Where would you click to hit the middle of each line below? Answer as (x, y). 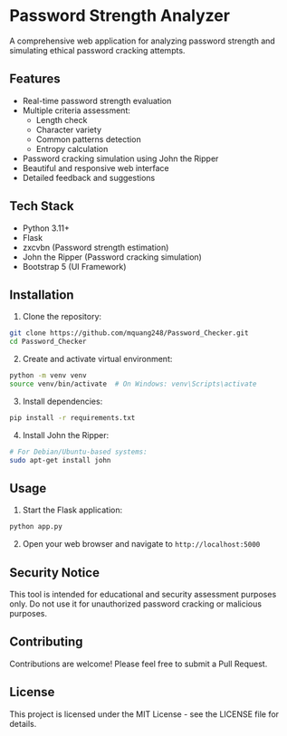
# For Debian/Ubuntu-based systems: (78, 452)
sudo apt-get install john (60, 460)
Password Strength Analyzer (120, 16)
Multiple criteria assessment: (77, 110)
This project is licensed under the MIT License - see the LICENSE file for (144, 714)
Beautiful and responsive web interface (96, 167)
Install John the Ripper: (66, 435)
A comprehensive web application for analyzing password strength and (143, 41)
